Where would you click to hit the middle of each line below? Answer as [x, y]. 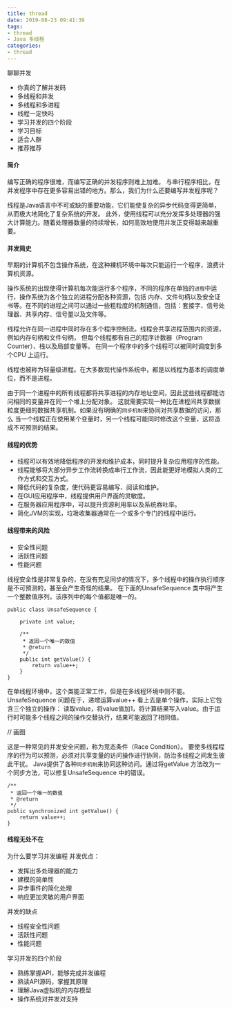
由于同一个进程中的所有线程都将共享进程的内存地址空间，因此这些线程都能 [113, 393]
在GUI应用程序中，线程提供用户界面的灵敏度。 [83, 496]
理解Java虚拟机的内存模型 [54, 990]
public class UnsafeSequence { [52, 610]
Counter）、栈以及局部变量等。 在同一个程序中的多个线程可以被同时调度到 [112, 346]
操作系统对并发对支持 [47, 999]
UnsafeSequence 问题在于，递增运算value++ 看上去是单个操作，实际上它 [112, 700]
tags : [15, 26]
